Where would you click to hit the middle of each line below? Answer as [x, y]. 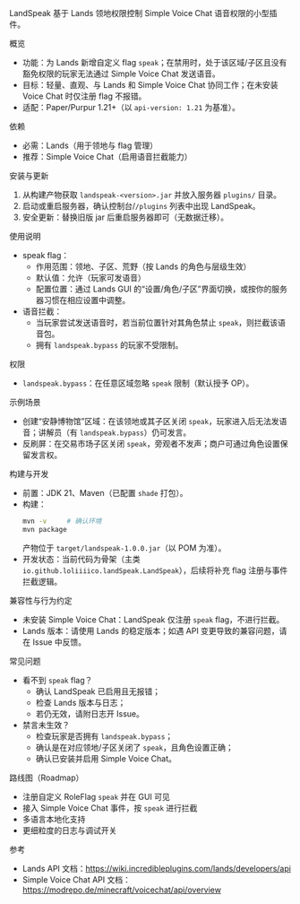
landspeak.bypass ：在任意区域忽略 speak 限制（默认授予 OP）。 [138, 383]
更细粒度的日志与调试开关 [69, 830]
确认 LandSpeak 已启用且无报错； [98, 691]
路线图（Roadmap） [47, 778]
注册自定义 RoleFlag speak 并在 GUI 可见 [96, 796]
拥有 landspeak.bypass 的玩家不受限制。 [109, 345]
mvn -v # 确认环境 [62, 521]
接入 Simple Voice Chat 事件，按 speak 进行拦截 [110, 808]
